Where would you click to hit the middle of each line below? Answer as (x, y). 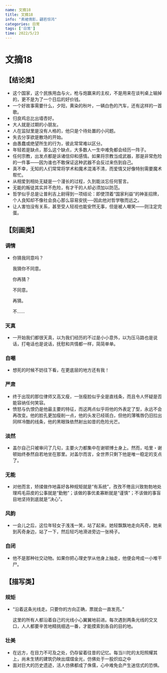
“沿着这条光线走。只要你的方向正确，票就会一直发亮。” (68, 609)
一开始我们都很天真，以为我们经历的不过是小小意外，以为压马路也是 (83, 337)
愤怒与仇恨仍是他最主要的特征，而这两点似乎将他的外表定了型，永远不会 (87, 409)
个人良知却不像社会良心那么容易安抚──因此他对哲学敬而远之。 (77, 200)
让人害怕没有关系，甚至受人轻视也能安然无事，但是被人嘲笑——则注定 (85, 206)
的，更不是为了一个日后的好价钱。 (48, 99)
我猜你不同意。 (28, 268)
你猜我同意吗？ (28, 258)
